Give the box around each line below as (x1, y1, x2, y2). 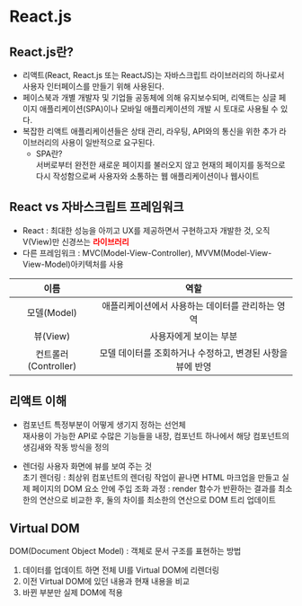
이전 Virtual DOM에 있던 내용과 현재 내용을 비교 (22, 576, 191, 587)
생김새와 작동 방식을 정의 (22, 442, 110, 452)
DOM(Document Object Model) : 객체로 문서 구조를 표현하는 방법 (9, 546, 242, 557)
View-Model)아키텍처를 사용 (22, 259, 124, 269)
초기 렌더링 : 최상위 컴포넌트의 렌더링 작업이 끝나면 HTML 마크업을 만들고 (22, 471, 280, 482)
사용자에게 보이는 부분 (149, 329, 238, 342)
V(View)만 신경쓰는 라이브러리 (22, 236, 129, 247)
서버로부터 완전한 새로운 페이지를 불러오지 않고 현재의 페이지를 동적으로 (35, 160, 286, 170)
